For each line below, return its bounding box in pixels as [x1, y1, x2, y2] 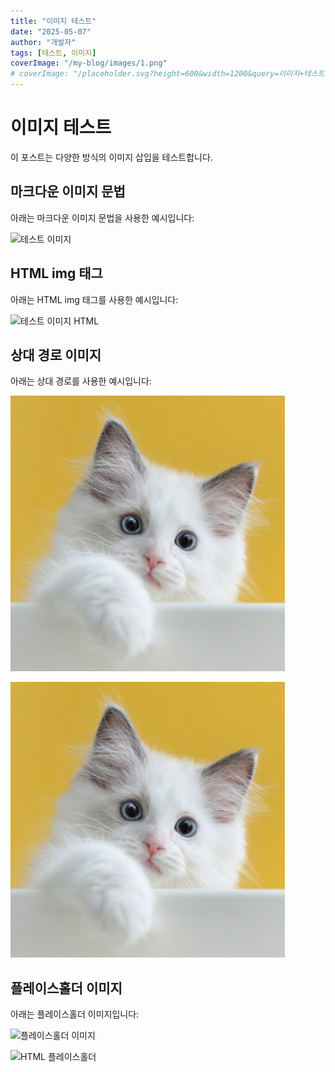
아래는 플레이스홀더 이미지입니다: [10, 1008, 140, 1020]
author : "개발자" [10, 37, 77, 47]
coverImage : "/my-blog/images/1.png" [10, 58, 168, 69]
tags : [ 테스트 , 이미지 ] [10, 48, 97, 58]
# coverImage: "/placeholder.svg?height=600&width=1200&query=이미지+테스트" [10, 69, 330, 79]
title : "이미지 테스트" [10, 16, 97, 26]
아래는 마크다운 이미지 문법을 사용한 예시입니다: [10, 211, 195, 224]
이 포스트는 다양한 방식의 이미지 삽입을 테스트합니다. [10, 151, 213, 163]
